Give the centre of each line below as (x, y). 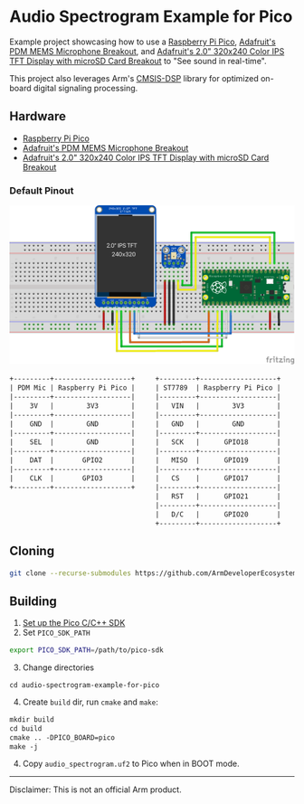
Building (33, 601)
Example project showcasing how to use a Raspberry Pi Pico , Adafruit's (142, 42)
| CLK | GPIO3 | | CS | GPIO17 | (145, 478)
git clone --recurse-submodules (70, 573)
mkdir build (32, 720)
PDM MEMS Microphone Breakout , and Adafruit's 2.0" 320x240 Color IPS (147, 51)
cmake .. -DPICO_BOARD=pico (62, 738)
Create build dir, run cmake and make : (90, 702)
